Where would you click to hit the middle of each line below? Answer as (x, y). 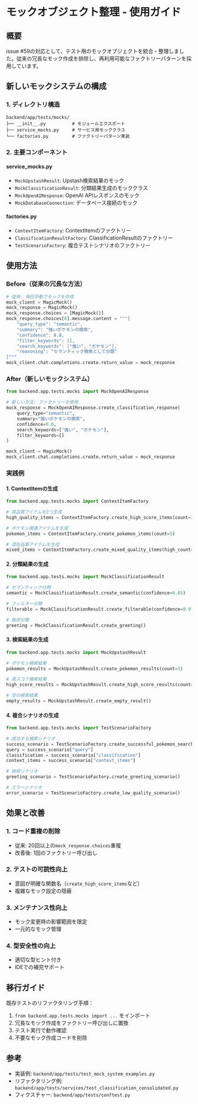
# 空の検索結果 (22, 696)
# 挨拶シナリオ (22, 771)
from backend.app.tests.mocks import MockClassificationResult (85, 577)
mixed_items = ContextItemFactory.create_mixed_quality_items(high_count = (100, 550)
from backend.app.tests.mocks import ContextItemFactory (77, 501)
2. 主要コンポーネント (37, 152)
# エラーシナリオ (24, 787)
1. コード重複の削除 (33, 831)
